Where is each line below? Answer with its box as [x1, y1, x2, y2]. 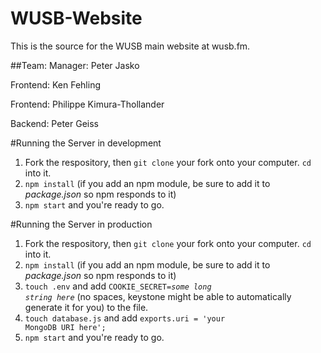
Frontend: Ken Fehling [10, 78, 101, 91]
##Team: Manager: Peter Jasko [10, 59, 140, 71]
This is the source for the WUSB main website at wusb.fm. [10, 40, 251, 52]
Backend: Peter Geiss [10, 117, 99, 129]
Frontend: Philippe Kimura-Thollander [10, 98, 165, 110]
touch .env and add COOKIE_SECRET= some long [24, 280, 212, 292]
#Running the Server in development [10, 137, 162, 149]
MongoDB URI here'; [24, 322, 107, 332]
